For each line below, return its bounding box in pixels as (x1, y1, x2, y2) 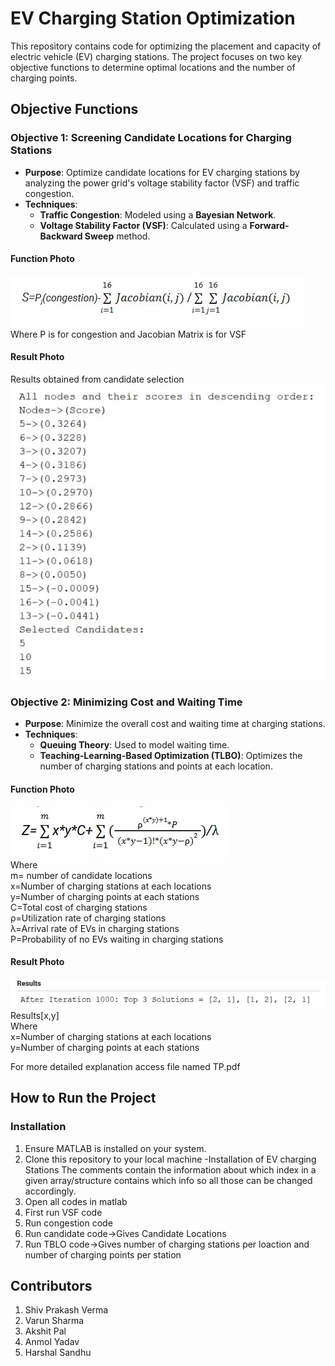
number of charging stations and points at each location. (39, 760, 273, 772)
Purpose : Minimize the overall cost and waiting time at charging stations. (24, 718, 326, 730)
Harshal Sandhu (24, 1347, 92, 1359)
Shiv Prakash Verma (24, 1304, 109, 1316)
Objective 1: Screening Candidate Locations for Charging (10, 131, 292, 145)
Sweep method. (84, 230, 151, 242)
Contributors (10, 1278, 93, 1294)
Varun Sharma (24, 1315, 85, 1327)
